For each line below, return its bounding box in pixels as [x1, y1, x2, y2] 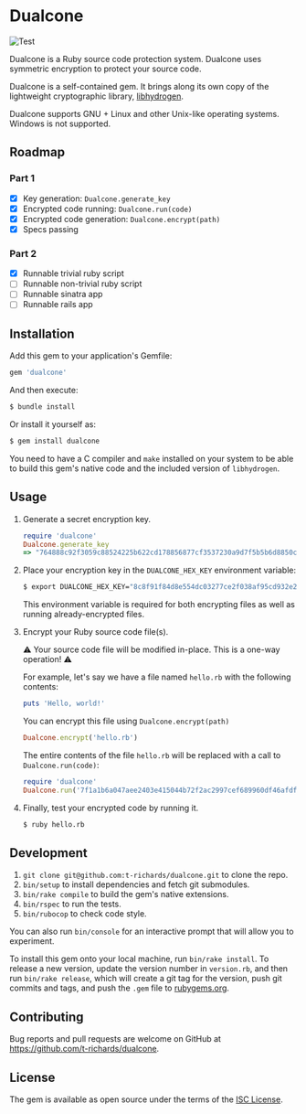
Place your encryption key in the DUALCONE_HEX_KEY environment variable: [22, 564, 297, 576]
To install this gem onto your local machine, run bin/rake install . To [9, 953, 269, 965]
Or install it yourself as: [9, 418, 96, 430]
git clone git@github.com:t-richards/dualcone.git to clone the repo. [22, 870, 289, 881]
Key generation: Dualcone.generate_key [22, 193, 171, 204]
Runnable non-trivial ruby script [22, 278, 142, 289]
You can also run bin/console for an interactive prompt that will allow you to [9, 926, 294, 937]
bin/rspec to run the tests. [22, 898, 121, 910]
